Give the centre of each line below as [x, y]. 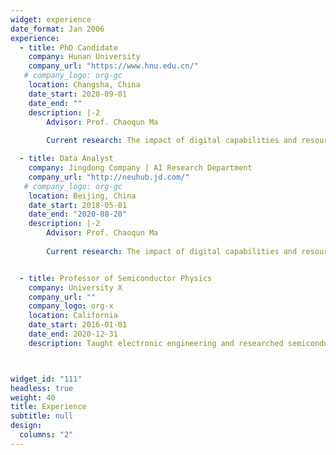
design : [26, 426]
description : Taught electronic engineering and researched [156, 343]
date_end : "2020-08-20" [78, 214]
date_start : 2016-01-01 [78, 325]
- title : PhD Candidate [68, 47]
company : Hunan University [84, 57]
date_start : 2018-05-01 [78, 205]
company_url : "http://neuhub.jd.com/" [109, 177]
